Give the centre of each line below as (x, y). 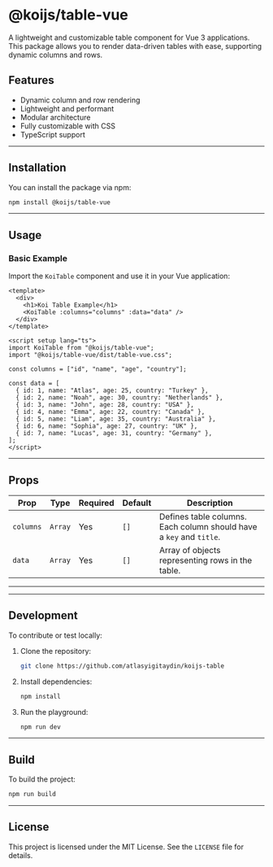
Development (43, 616)
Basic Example (38, 258)
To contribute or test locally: (56, 635)
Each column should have (208, 526)
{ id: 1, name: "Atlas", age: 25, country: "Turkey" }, (112, 391)
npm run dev (40, 727)
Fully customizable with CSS (68, 126)
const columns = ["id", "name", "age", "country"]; (97, 369)
